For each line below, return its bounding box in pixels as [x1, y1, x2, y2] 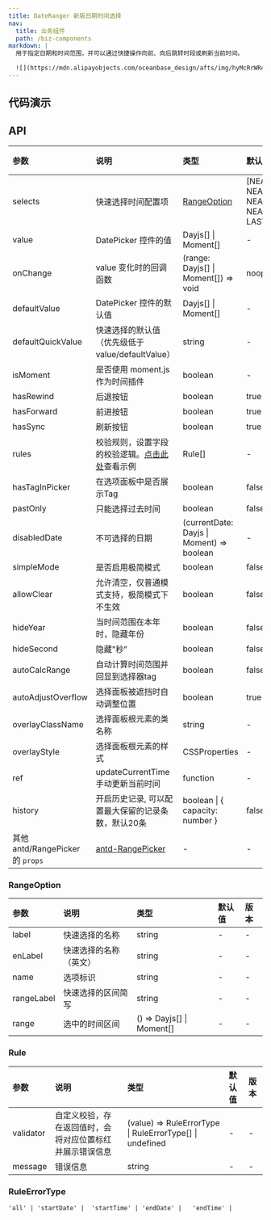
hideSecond [12, 643, 59, 654]
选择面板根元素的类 [95, 713, 169, 725]
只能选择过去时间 [95, 503, 161, 515]
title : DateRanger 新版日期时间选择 [8, 11, 122, 20]
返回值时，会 [63, 1121, 112, 1133]
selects [12, 196, 40, 207]
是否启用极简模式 [95, 562, 161, 574]
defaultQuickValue [12, 336, 82, 347]
